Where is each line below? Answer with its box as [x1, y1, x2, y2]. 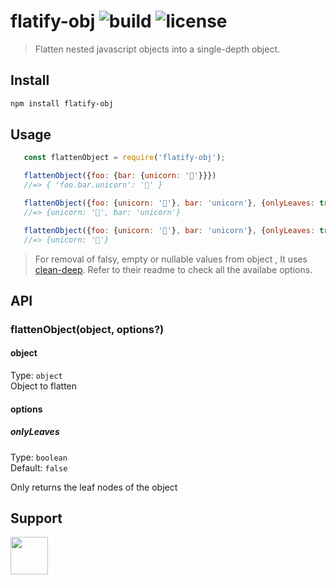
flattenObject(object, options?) [10, 322, 165, 336]
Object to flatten [10, 380, 78, 392]
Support [10, 510, 63, 527]
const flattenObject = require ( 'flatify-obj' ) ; [23, 153, 226, 163]
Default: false [10, 461, 68, 474]
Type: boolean [10, 451, 68, 463]
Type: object [10, 370, 63, 382]
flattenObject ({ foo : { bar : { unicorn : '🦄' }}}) [23, 171, 217, 181]
